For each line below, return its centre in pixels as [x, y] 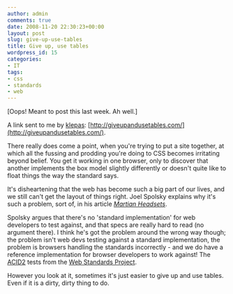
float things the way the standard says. [63, 176]
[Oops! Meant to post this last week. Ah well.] [73, 112]
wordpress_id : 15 [32, 53]
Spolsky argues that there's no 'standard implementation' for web [102, 218]
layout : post [26, 33]
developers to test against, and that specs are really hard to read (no [106, 225]
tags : [15, 72]
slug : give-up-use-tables [45, 40]
